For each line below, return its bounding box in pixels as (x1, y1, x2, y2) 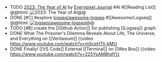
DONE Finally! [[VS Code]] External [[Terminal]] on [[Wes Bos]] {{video (9, 46, 156, 52)
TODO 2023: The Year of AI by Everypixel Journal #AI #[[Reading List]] (9, 4, 156, 10)
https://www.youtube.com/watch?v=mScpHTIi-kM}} (9, 41, 118, 46)
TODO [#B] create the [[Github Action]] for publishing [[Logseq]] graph (9, 25, 156, 31)
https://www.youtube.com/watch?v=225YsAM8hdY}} (9, 51, 120, 57)
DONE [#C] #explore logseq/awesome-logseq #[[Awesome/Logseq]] (9, 15, 152, 20)
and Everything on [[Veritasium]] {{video (9, 35, 94, 41)
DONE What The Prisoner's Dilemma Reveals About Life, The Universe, (9, 31, 156, 36)
